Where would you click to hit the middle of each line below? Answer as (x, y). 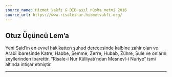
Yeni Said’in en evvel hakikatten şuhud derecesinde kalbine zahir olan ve (82, 48)
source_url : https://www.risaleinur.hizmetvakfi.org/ (64, 15)
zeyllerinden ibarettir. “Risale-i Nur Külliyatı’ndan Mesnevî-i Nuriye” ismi (81, 59)
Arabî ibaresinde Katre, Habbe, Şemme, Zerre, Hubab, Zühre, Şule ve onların (86, 53)
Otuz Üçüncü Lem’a (37, 36)
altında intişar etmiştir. (29, 64)
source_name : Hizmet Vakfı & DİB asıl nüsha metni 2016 (66, 10)
